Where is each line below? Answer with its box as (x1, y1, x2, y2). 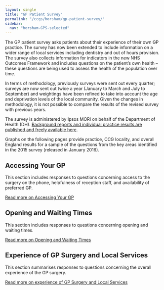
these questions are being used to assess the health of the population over (5, 65, 158, 72)
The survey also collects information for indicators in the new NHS (5, 55, 140, 61)
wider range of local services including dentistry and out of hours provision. (5, 50, 160, 56)
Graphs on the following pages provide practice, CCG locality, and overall (5, 137, 155, 143)
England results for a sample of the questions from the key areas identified (5, 142, 157, 147)
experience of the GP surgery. (5, 269, 67, 275)
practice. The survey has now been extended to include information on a (5, 45, 153, 50)
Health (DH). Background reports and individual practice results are (5, 122, 142, 128)
